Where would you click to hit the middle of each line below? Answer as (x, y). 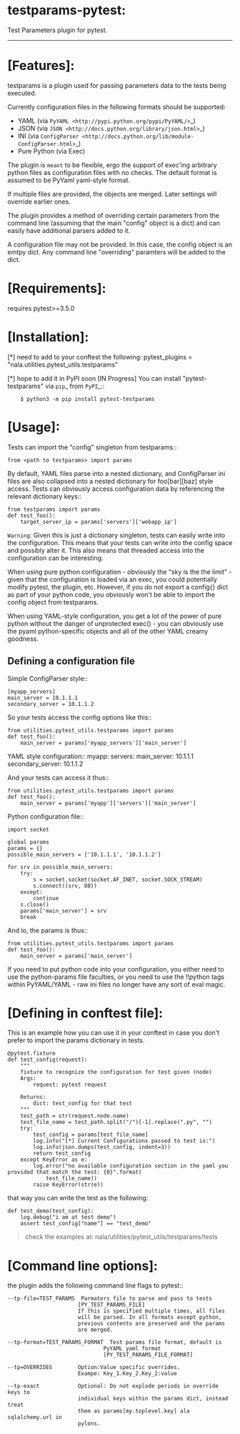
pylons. (89, 1424)
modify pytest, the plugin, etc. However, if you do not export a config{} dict (118, 587)
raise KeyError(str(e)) (68, 1185)
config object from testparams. (53, 602)
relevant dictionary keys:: (45, 496)
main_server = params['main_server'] (76, 956)
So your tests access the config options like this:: (80, 717)
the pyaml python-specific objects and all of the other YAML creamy (108, 631)
